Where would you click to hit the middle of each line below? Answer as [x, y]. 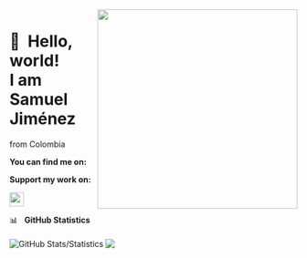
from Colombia [37, 144]
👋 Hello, [41, 41]
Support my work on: [50, 179]
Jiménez [42, 119]
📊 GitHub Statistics [50, 220]
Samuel [39, 100]
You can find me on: [48, 161]
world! [35, 61]
